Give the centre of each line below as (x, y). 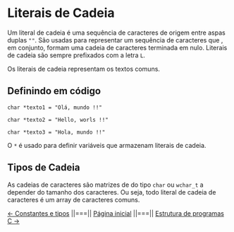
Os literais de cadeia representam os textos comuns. (84, 69)
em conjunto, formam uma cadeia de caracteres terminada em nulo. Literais (117, 47)
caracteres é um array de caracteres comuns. (74, 199)
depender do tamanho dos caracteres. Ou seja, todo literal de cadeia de (112, 192)
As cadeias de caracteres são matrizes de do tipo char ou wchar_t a (105, 185)
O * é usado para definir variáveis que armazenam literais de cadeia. (107, 145)
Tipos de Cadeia (44, 168)
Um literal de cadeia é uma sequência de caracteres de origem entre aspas (116, 33)
